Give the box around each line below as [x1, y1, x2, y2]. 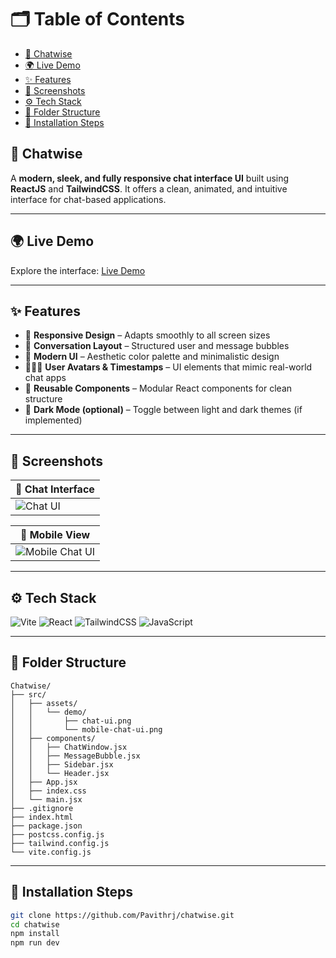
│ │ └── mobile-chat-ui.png [10, 724, 163, 735]
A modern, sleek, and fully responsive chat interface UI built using [10, 172, 290, 184]
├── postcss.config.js [10, 829, 105, 840]
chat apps [24, 372, 67, 384]
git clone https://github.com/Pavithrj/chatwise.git [10, 910, 235, 920]
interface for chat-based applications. [10, 193, 167, 205]
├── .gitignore [10, 803, 74, 813]
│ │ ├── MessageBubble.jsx [10, 751, 141, 761]
